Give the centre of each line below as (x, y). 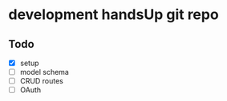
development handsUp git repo (113, 15)
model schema (45, 72)
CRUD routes (42, 81)
